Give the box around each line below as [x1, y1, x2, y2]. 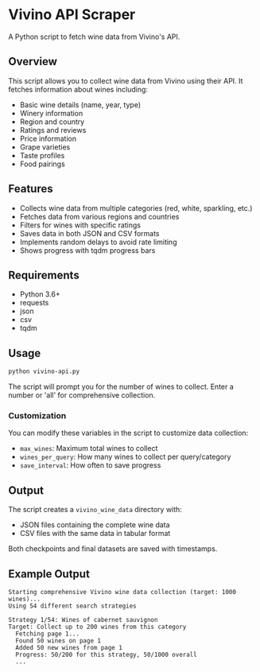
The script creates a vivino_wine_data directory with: [8, 505, 183, 515]
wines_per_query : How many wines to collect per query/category [19, 452, 231, 462]
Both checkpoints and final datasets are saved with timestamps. [8, 544, 218, 554]
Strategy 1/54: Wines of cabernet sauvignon [8, 616, 158, 623]
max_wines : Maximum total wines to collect [19, 444, 158, 453]
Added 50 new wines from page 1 [15, 643, 123, 651]
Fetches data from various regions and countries [19, 212, 180, 221]
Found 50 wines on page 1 [15, 636, 102, 645]
